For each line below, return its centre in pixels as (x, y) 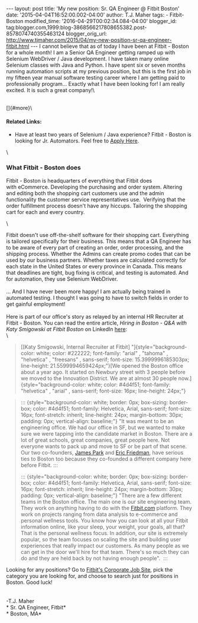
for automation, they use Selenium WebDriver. (62, 279)
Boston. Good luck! (30, 582)
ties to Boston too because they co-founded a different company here (106, 459)
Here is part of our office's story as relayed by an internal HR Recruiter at (95, 316)
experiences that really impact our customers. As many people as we (105, 546)
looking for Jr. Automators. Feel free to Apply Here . (77, 141)
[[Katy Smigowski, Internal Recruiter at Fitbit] (75, 347)
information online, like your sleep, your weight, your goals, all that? (103, 527)
